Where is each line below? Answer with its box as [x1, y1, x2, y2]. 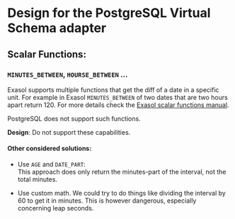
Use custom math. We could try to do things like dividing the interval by [17, 189, 227, 198]
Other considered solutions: [7, 144, 92, 153]
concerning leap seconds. [17, 204, 94, 213]
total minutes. [17, 175, 58, 184]
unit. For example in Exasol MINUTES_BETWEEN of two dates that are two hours [7, 93, 228, 101]
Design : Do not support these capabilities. [7, 128, 131, 136]
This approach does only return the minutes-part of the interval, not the [17, 168, 227, 176]
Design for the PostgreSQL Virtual [7, 5, 211, 21]
